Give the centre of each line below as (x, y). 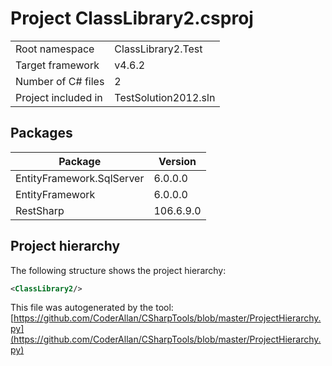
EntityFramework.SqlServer (80, 178)
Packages (41, 133)
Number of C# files (60, 81)
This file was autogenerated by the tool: (92, 308)
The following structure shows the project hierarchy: (118, 270)
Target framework (57, 65)
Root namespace (55, 49)
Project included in (59, 97)
